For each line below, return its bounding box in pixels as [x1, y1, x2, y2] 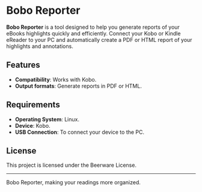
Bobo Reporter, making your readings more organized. [6, 179, 141, 186]
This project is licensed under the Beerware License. [6, 161, 137, 169]
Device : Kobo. [14, 122, 50, 129]
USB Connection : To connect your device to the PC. [14, 128, 145, 136]
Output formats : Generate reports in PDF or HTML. [14, 82, 142, 89]
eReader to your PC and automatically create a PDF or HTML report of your [6, 36, 192, 43]
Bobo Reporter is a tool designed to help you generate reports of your [6, 23, 180, 31]
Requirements [6, 100, 60, 110]
